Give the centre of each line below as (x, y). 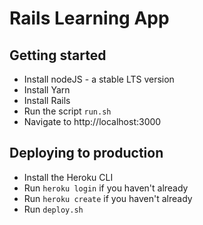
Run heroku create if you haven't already (108, 198)
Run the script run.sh (67, 111)
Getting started (58, 55)
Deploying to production (86, 153)
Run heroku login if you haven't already (106, 188)
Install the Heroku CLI (68, 177)
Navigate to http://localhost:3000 (92, 121)
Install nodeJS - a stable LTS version (99, 79)
